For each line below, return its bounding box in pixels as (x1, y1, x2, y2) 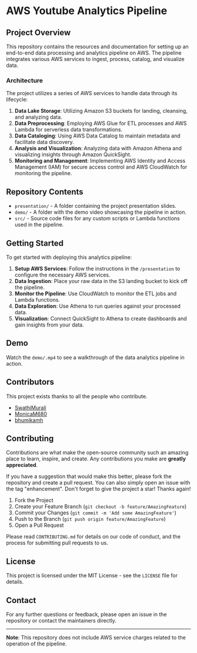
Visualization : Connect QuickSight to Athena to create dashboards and (14, 315, 187, 322)
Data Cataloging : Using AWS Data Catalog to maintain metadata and (14, 132, 181, 139)
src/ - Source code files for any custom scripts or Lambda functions (14, 215, 180, 222)
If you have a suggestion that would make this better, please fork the (6, 473, 172, 480)
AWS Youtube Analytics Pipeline (6, 4, 168, 18)
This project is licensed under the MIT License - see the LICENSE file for (6, 572, 178, 579)
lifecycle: (6, 96, 28, 103)
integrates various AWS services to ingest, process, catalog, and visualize (6, 56, 185, 62)
